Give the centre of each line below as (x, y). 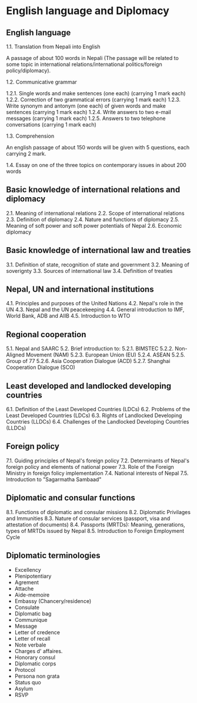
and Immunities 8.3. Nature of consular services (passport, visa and (88, 518)
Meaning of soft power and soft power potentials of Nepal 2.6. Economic (94, 225)
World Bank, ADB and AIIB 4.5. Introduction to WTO (68, 316)
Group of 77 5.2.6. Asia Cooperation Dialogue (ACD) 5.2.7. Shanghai (88, 361)
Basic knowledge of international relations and (93, 190)
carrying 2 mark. (26, 154)
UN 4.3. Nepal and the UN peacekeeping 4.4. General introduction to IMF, (95, 309)
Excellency (28, 569)
